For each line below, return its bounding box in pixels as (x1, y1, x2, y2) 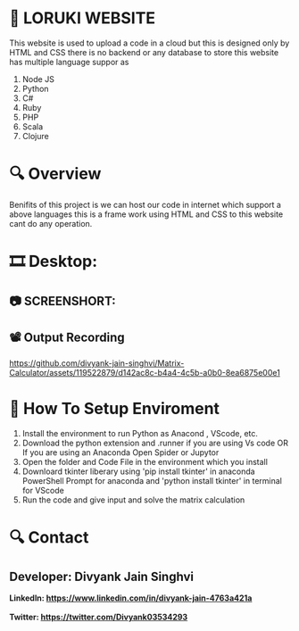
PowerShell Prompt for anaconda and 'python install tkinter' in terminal (21, 476, 283, 486)
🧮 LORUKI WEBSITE (9, 8, 156, 29)
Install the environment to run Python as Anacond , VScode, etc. (21, 428, 259, 439)
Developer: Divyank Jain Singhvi (9, 569, 195, 584)
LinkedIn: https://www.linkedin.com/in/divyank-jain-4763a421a (9, 593, 253, 603)
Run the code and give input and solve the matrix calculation (21, 494, 245, 505)
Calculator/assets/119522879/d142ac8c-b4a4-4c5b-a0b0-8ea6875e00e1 (9, 368, 281, 378)
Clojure (21, 130, 49, 141)
